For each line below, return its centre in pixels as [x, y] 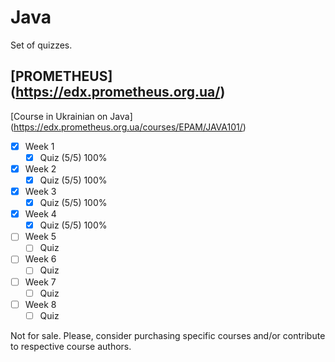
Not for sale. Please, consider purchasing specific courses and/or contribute [168, 335]
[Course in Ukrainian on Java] [71, 116]
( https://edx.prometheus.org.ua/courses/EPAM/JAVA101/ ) [128, 127]
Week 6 [40, 259]
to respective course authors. [71, 346]
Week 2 [40, 168]
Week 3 [40, 191]
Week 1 [39, 146]
